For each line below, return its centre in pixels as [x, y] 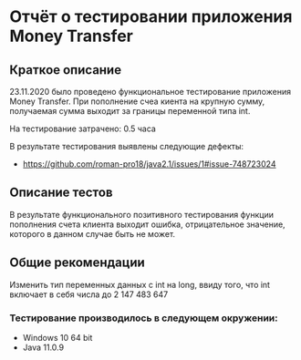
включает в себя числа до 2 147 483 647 [89, 294]
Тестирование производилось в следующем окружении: [144, 318]
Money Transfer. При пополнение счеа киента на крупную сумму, [137, 101]
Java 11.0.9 [43, 347]
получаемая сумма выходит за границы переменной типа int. [130, 111]
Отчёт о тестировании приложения [151, 17]
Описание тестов [61, 193]
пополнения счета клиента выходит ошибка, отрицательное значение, [147, 224]
